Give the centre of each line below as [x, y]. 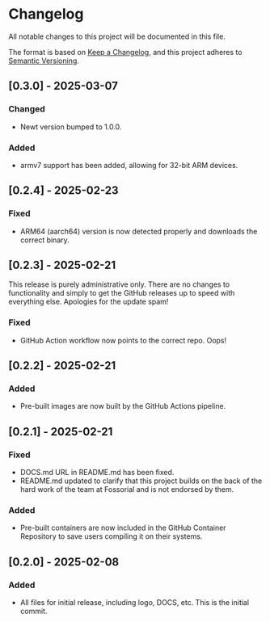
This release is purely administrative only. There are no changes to [119, 284]
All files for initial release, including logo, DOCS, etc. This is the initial [134, 603]
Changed [27, 109]
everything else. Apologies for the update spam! [89, 302]
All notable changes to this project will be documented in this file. [117, 36]
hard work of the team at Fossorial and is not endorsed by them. [127, 490]
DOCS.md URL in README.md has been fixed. [97, 473]
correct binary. [45, 240]
